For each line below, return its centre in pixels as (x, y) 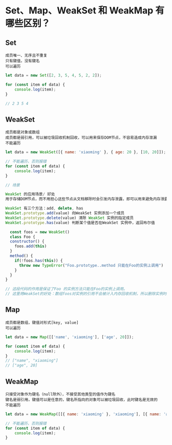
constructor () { (27, 242)
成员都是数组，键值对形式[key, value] (42, 322)
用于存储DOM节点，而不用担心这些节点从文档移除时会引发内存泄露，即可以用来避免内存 (83, 199)
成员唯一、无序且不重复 (26, 55)
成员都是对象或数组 (23, 132)
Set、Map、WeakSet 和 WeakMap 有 (85, 11)
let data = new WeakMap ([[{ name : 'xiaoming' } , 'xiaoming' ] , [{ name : (83, 414)
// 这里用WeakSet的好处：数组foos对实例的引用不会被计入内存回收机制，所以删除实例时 (86, 294)
